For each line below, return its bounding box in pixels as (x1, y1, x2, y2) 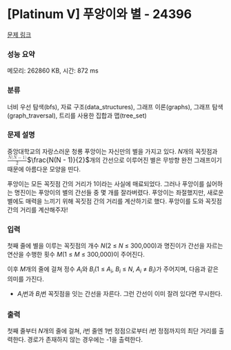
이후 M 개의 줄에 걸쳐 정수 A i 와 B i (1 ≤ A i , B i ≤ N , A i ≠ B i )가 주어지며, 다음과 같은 (7, 265, 219, 275)
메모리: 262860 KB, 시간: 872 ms (7, 66, 99, 75)
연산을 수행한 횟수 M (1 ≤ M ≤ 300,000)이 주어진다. (7, 250, 145, 259)
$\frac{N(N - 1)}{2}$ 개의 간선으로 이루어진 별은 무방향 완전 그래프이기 (27, 155, 222, 165)
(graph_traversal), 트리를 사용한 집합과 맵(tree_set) (7, 111, 147, 120)
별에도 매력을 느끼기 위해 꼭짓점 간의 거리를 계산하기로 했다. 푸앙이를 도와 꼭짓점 (7, 197, 223, 205)
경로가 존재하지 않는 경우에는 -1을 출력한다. (27, 335, 143, 344)
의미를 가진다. (7, 275, 45, 284)
